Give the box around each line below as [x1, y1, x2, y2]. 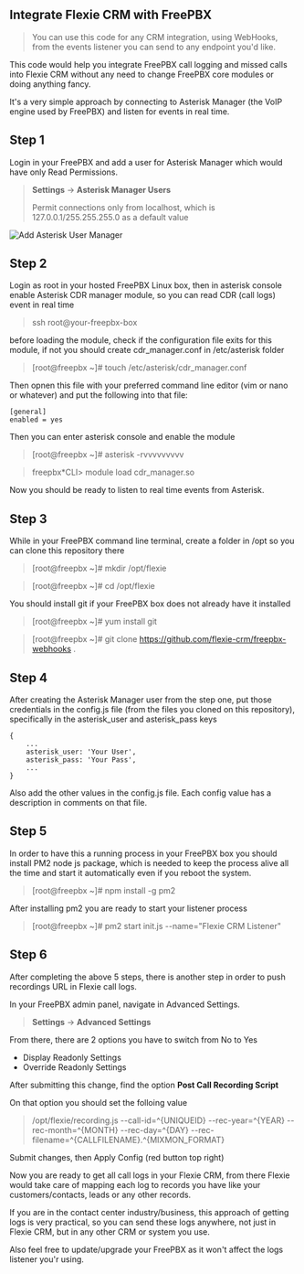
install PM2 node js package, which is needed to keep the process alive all [9, 857, 289, 868]
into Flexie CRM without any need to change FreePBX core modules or [9, 69, 274, 80]
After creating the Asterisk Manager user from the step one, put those [9, 694, 272, 705]
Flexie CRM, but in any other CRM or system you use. [9, 1226, 210, 1237]
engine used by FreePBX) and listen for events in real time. [9, 105, 230, 117]
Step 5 [9, 823, 47, 840]
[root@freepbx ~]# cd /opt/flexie [31, 581, 155, 592]
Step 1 [9, 133, 46, 148]
